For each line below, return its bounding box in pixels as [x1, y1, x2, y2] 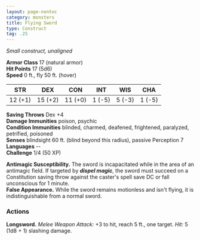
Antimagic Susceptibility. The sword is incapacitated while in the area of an [6, 161, 195, 168]
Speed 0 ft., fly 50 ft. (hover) [6, 72, 76, 79]
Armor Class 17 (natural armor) [6, 59, 84, 66]
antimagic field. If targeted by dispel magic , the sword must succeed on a [6, 167, 189, 174]
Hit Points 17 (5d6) [6, 65, 53, 72]
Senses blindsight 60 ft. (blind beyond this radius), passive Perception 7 [6, 137, 184, 144]
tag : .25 [6, 31, 28, 37]
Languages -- [6, 143, 41, 150]
